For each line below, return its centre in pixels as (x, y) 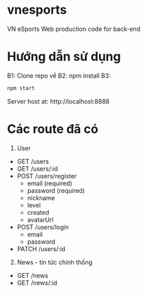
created (38, 212)
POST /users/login (43, 227)
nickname (41, 198)
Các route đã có (53, 129)
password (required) (56, 190)
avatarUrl (40, 220)
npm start (21, 88)
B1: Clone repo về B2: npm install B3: (59, 75)
